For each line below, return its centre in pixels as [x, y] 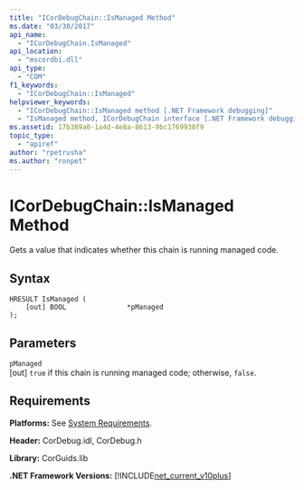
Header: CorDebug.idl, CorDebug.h [76, 440]
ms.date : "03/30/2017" [52, 26]
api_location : [36, 52]
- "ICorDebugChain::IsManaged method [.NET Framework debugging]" [145, 110]
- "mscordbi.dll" [50, 60]
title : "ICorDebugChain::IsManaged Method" [93, 18]
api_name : [28, 34]
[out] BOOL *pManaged [95, 307]
